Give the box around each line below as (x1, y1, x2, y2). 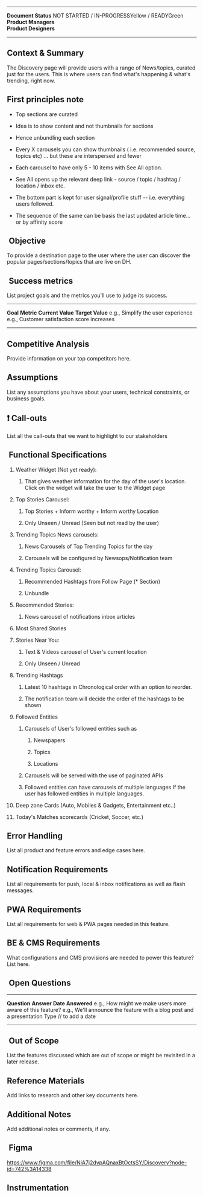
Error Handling (7, 830, 63, 841)
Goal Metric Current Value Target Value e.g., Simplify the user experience (7, 309, 193, 316)
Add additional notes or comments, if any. (7, 1126, 111, 1132)
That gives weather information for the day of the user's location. (24, 477, 186, 484)
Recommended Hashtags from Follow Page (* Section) (24, 578, 161, 585)
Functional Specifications (8, 450, 107, 460)
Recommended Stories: (15, 601, 74, 608)
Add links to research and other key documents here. (7, 1092, 139, 1099)
